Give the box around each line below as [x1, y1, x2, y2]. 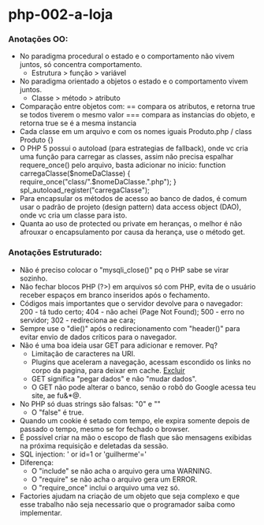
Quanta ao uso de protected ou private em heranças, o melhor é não [19, 219, 243, 229]
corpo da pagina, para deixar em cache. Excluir [31, 365, 185, 375]
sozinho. [19, 274, 48, 283]
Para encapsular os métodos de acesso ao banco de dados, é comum [19, 194, 247, 203]
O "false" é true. [31, 408, 84, 417]
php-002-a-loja [8, 6, 113, 24]
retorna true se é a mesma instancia [19, 118, 136, 128]
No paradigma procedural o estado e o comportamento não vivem [19, 51, 235, 61]
